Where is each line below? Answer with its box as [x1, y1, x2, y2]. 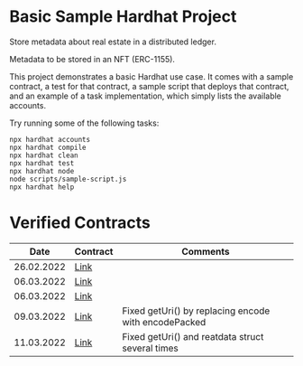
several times [121, 342, 179, 354]
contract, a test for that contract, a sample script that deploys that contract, [9, 80, 289, 91]
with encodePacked [121, 315, 207, 328]
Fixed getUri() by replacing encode [121, 305, 271, 317]
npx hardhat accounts [9, 135, 91, 144]
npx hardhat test [9, 158, 75, 168]
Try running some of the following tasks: [9, 117, 160, 128]
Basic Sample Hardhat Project [9, 6, 237, 27]
